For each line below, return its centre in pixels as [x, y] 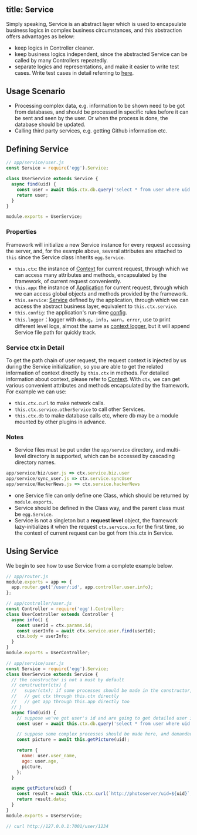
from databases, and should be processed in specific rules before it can [101, 112]
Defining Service [38, 149]
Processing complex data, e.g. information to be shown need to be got [100, 105]
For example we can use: [36, 392]
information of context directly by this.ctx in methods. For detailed [87, 373]
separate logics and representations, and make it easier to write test [97, 67]
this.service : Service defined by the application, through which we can [101, 300]
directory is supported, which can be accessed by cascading [101, 456]
